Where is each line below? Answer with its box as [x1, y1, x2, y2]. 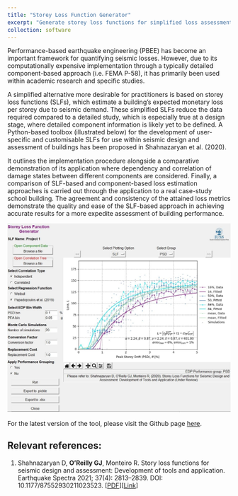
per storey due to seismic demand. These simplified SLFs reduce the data [7, 105, 223, 114]
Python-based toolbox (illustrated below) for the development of [7, 128, 195, 137]
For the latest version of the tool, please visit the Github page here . [7, 420, 203, 428]
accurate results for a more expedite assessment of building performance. [7, 209, 225, 218]
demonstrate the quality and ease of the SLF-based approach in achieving [7, 202, 225, 210]
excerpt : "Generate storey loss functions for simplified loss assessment [7, 18, 233, 26]
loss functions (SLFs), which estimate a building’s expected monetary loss [7, 98, 224, 106]
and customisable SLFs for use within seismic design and [32, 135, 200, 144]
